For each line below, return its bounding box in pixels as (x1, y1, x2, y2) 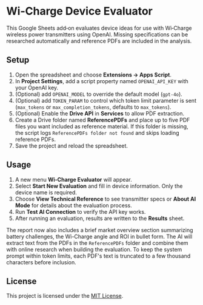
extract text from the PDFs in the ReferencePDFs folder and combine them (6, 239, 189, 247)
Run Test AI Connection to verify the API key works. (15, 208, 146, 215)
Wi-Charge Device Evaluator (6, 4, 153, 18)
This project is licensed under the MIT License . (6, 292, 124, 300)
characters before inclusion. (6, 258, 77, 266)
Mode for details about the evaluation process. (15, 202, 132, 209)
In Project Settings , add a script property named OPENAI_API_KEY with (15, 77, 189, 84)
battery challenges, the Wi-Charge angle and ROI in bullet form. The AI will (6, 233, 193, 240)
